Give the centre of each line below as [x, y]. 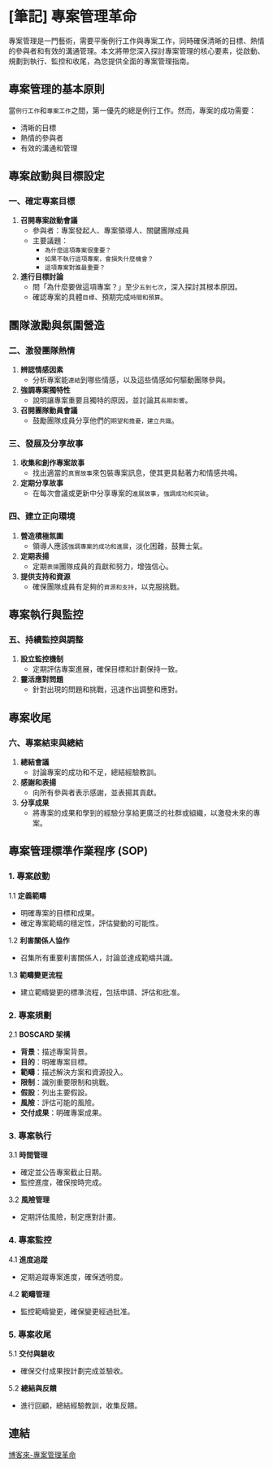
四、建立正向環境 [42, 516]
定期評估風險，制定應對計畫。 [70, 1217]
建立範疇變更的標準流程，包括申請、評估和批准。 [102, 992]
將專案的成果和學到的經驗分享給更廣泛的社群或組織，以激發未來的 [143, 813]
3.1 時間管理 [28, 1155]
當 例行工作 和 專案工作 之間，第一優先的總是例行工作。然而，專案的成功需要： [132, 110]
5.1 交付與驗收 [32, 1353]
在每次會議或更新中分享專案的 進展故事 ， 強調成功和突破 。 [123, 494]
